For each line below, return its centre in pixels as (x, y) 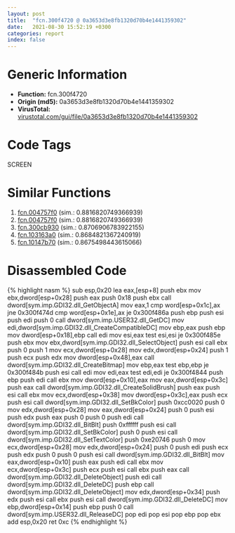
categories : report (36, 33)
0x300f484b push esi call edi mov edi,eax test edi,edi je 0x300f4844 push (115, 372)
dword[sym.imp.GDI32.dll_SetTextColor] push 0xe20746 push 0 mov (106, 439)
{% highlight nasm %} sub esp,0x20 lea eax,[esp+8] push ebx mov (104, 290)
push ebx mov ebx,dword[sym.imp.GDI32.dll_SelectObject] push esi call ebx (117, 342)
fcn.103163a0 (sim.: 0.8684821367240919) (79, 235)
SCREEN (20, 165)
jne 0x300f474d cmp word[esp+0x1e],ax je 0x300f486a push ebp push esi (116, 312)
